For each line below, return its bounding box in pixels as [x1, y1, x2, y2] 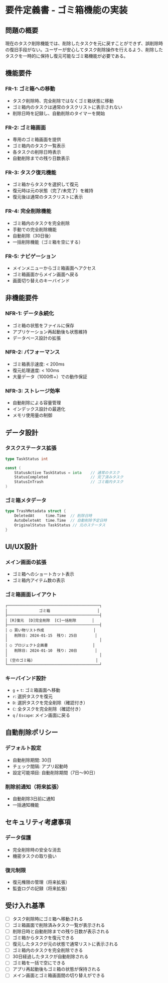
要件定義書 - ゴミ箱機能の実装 [5, 5, 128, 16]
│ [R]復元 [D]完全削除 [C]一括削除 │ [5, 618, 94, 623]
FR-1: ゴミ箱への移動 [5, 85, 55, 92]
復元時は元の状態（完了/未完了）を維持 [12, 188, 94, 194]
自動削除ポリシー [5, 728, 58, 737]
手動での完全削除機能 [12, 226, 57, 232]
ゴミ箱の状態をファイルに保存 [12, 322, 74, 328]
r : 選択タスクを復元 [12, 693, 53, 699]
